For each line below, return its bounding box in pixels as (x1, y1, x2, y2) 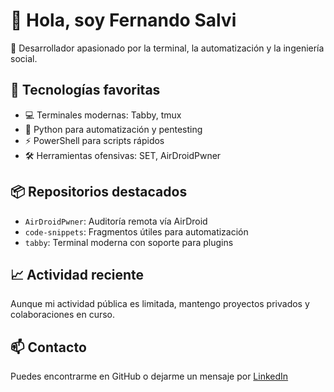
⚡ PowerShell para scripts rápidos (24, 134, 165, 146)
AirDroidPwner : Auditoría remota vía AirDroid (24, 215, 208, 227)
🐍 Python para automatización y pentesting (24, 123, 203, 135)
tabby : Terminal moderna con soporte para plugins (24, 236, 234, 248)
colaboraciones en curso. (10, 309, 116, 321)
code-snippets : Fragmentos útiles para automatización (24, 225, 249, 238)
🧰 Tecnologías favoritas (10, 82, 161, 99)
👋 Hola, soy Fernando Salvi (10, 9, 237, 32)
